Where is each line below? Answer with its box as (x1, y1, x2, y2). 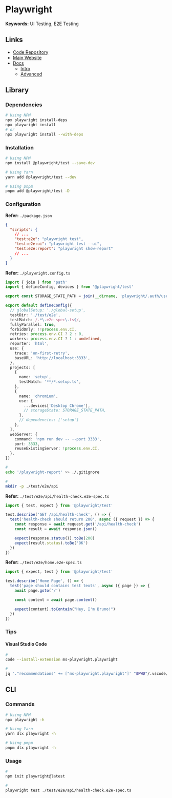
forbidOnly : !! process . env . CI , (10, 327, 77, 332)
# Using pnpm (5, 184, 33, 189)
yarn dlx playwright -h (5, 731, 56, 736)
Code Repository (12, 49, 49, 55)
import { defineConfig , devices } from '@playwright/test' (5, 284, 134, 289)
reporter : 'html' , (10, 341, 50, 346)
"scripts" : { (10, 227, 38, 232)
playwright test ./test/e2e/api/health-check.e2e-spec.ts (5, 788, 132, 793)
